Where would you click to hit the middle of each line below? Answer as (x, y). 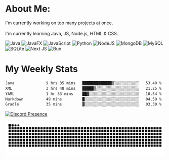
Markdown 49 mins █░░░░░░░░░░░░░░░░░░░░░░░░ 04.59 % (83, 99)
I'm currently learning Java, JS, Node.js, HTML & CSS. (62, 33)
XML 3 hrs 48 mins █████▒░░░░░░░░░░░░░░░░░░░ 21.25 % (83, 88)
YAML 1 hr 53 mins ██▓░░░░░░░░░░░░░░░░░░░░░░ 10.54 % (83, 94)
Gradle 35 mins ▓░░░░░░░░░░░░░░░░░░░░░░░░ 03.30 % (83, 104)
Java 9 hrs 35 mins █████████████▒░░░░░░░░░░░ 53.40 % (83, 83)
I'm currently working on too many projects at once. (59, 23)
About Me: (28, 9)
